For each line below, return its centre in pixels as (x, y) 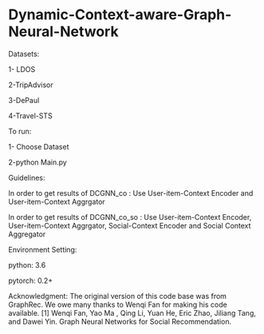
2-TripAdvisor (31, 85)
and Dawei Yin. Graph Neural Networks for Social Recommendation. (120, 321)
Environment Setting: (43, 249)
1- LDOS (22, 69)
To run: (20, 131)
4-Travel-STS (31, 115)
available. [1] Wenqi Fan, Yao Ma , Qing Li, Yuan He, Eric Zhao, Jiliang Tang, (132, 312)
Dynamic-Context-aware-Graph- (120, 15)
